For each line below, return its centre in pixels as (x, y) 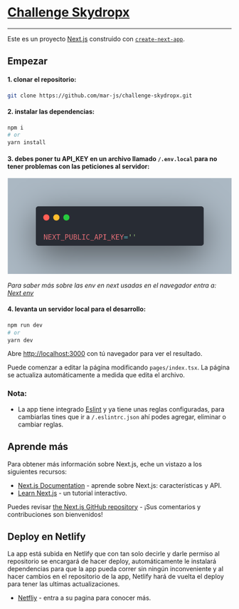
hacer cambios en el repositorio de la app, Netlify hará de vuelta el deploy (116, 577)
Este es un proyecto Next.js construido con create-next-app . (96, 39)
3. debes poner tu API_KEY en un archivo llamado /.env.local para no (112, 158)
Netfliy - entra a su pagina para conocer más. (84, 598)
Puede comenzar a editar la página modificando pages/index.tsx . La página (118, 367)
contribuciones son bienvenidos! (55, 514)
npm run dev (25, 325)
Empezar (28, 61)
